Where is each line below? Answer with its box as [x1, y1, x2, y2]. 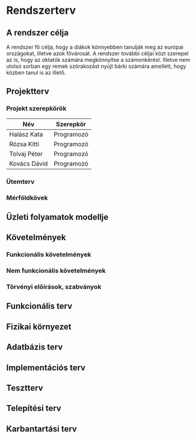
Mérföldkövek [6, 193, 48, 202]
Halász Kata [9, 130, 43, 138]
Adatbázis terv [6, 342, 63, 352]
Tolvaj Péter [9, 150, 43, 158]
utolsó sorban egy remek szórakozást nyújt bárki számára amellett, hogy [6, 62, 186, 70]
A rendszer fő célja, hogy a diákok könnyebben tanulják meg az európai [6, 43, 183, 50]
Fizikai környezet [6, 321, 72, 332]
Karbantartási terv [6, 424, 77, 434]
